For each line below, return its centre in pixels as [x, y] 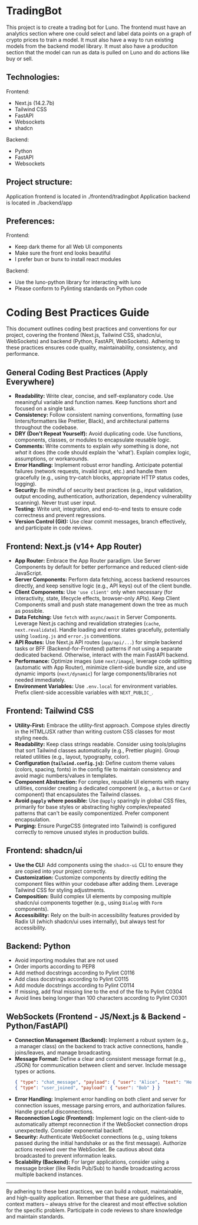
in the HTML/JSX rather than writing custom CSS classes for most [95, 732]
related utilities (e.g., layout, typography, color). [72, 756]
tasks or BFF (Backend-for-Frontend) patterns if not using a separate [98, 648]
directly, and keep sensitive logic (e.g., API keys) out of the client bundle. [103, 586]
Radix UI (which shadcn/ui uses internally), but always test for [90, 921]
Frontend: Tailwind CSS [50, 711]
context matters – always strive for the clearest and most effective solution [97, 1204]
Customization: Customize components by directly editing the [90, 877]
